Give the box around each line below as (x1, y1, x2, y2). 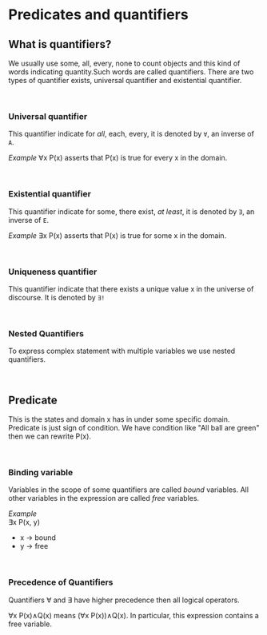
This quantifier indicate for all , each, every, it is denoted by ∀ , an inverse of (8, 129, 254, 139)
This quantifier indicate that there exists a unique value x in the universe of (8, 284, 254, 293)
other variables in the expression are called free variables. (8, 494, 200, 503)
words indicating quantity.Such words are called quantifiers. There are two (8, 67, 254, 77)
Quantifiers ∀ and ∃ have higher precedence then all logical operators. (8, 595, 240, 605)
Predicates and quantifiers (8, 6, 189, 24)
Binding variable (8, 466, 74, 478)
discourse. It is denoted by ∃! (8, 292, 106, 302)
